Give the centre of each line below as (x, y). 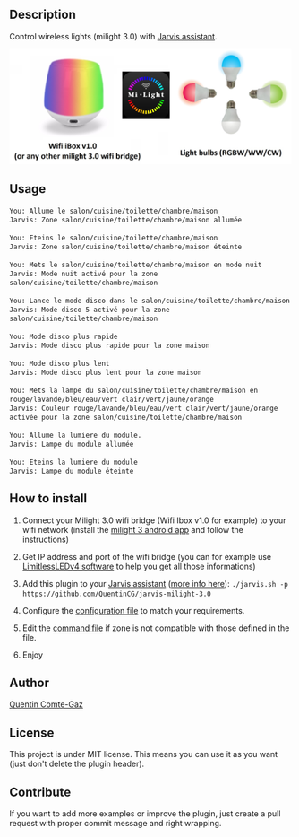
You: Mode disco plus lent (60, 363)
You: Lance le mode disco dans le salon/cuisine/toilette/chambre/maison (150, 301)
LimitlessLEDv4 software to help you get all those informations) (139, 566)
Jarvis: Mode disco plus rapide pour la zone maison (110, 345)
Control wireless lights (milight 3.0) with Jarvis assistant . (113, 36)
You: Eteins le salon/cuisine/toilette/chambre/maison (114, 238)
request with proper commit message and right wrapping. (115, 824)
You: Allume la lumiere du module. (76, 435)
